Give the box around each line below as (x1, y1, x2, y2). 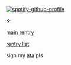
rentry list (6, 41, 30, 47)
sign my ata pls (6, 52, 43, 59)
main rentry (6, 29, 34, 36)
